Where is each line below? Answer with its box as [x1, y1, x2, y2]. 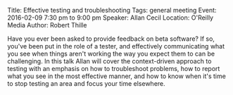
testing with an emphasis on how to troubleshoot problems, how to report [7, 65, 220, 72]
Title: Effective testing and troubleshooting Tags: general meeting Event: [7, 6, 217, 14]
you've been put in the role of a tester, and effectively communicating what [7, 42, 225, 50]
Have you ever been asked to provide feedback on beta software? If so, [7, 34, 215, 43]
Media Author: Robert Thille [7, 21, 87, 29]
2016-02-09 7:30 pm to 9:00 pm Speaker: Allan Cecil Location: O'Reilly [7, 13, 213, 22]
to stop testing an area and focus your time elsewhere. [7, 80, 165, 87]
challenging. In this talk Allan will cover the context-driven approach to [7, 57, 212, 65]
